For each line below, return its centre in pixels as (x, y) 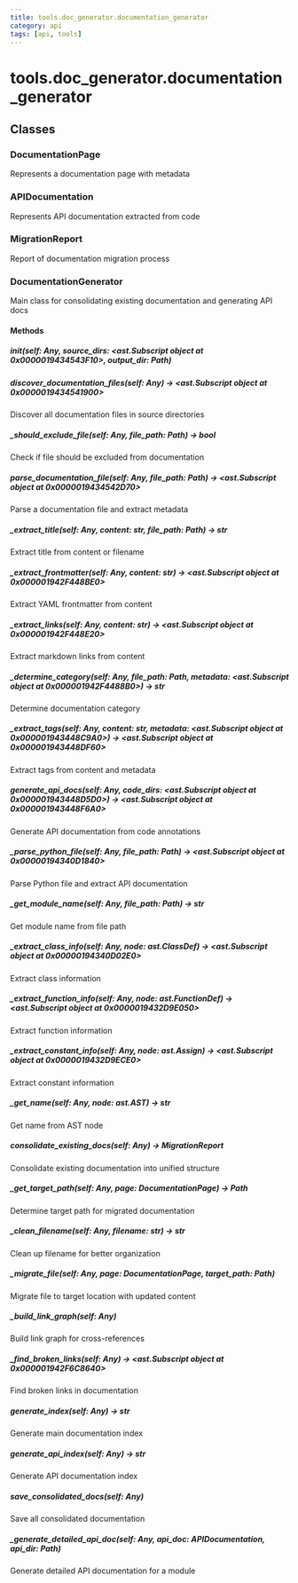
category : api (36, 26)
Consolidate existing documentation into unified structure (115, 1168)
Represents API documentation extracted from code (105, 216)
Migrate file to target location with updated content (103, 1296)
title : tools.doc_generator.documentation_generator (110, 17)
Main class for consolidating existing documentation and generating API (141, 301)
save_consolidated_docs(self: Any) (77, 1496)
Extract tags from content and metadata (83, 769)
